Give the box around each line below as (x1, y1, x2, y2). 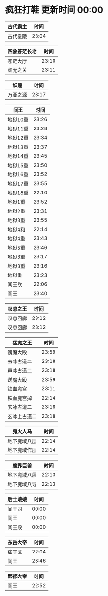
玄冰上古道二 (7, 413, 37, 420)
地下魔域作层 (7, 447, 37, 453)
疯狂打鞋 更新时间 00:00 (5, 4, 104, 16)
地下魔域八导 (7, 481, 37, 488)
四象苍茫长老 (7, 48, 37, 55)
